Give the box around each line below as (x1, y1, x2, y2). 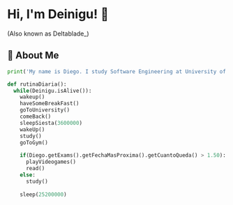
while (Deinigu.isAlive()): (13, 87, 92, 94)
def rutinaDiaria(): (7, 80, 68, 88)
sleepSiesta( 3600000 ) (20, 119, 82, 126)
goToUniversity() (20, 107, 70, 114)
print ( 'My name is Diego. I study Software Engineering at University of (7, 68, 227, 75)
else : (20, 171, 36, 179)
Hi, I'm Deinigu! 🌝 (7, 6, 110, 22)
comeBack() (20, 113, 52, 120)
